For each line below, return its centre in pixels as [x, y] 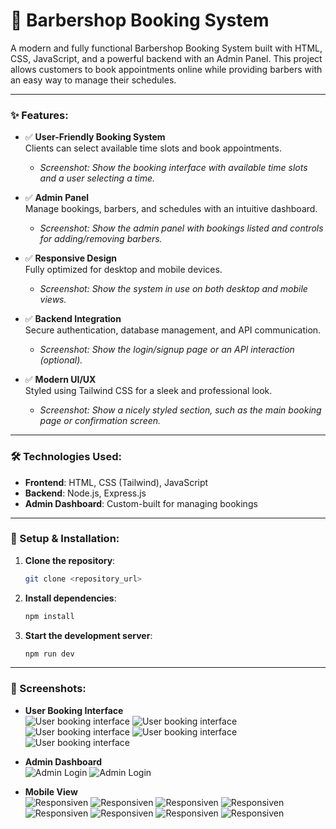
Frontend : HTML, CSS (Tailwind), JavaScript [116, 482]
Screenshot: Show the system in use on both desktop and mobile [173, 289]
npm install [49, 616]
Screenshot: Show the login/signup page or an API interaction [167, 350]
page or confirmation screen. [100, 421]
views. [53, 300]
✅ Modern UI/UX [60, 380]
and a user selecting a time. [97, 178]
